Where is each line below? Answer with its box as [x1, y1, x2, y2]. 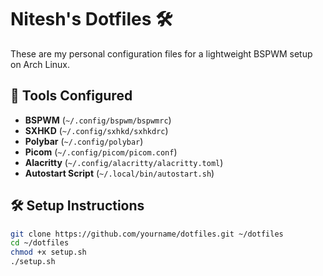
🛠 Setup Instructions [10, 197, 145, 215]
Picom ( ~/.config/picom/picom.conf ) [24, 146, 178, 158]
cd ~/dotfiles [10, 238, 70, 248]
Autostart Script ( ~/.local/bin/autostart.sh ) [24, 167, 215, 179]
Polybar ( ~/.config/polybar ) [24, 135, 144, 147]
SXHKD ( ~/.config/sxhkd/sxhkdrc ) [24, 124, 169, 136]
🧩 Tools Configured [10, 87, 133, 105]
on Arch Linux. [10, 58, 71, 70]
